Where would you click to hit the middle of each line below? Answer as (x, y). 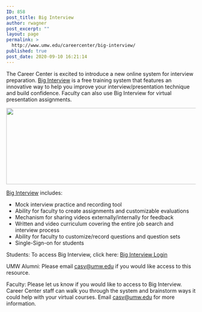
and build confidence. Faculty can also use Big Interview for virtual (89, 93)
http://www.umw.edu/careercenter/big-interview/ (74, 46)
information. (21, 303)
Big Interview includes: (35, 193)
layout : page (23, 34)
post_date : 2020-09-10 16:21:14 (47, 57)
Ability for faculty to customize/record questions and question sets (97, 236)
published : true (26, 51)
